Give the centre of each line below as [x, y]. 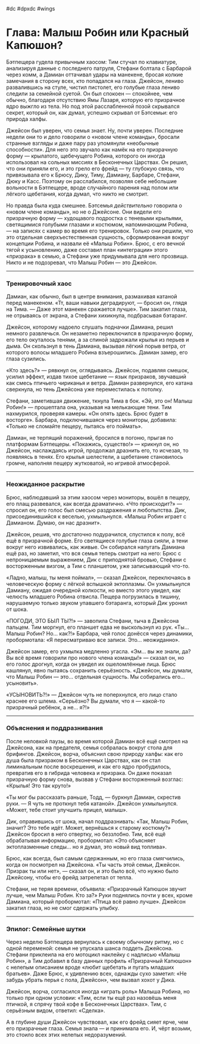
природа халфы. [27, 119]
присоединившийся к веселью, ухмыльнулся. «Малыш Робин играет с [96, 516]
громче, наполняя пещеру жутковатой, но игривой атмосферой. [88, 463]
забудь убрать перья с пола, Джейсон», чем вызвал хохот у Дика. [91, 980]
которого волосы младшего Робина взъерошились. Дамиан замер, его [97, 353]
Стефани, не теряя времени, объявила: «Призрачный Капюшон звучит [96, 889]
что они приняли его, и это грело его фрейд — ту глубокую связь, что [95, 168]
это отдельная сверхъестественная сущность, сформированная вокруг [98, 237]
